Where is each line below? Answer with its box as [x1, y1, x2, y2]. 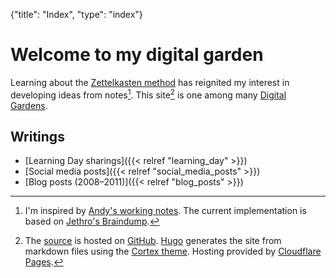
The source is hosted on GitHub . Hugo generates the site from [24, 235, 282, 247]
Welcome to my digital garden [10, 44, 264, 66]
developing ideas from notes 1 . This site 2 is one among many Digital [10, 87, 287, 101]
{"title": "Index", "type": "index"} [10, 9, 143, 20]
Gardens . [10, 99, 48, 111]
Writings [10, 128, 65, 145]
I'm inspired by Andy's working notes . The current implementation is [24, 205, 307, 217]
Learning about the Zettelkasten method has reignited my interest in [10, 76, 290, 88]
